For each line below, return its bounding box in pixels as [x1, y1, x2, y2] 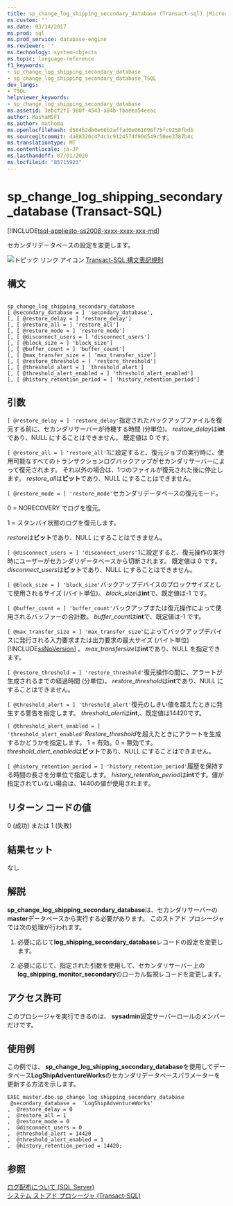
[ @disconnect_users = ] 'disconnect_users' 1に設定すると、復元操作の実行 [7, 548, 225, 557]
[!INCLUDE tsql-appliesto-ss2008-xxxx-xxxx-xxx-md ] [7, 227, 159, 235]
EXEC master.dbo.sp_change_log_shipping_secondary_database [7, 1094, 185, 1101]
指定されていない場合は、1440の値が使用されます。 [7, 779, 155, 788]
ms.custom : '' [7, 17, 49, 24]
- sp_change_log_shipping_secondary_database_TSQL [7, 74, 157, 82]
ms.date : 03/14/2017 [7, 23, 67, 30]
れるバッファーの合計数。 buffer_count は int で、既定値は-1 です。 [19, 612, 205, 621]
